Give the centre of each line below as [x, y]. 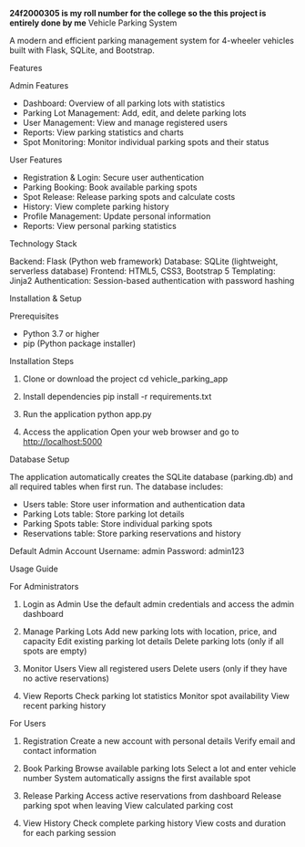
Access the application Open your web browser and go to [131, 432]
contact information [60, 751]
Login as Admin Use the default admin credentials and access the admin [158, 604]
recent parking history [64, 706]
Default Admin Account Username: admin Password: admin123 [127, 551]
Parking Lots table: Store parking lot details [103, 514]
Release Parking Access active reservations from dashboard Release [152, 796]
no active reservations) [66, 678]
